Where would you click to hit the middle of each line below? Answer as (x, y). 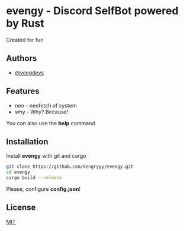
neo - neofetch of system (46, 105)
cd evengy (18, 173)
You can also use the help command (51, 123)
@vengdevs (29, 73)
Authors (22, 58)
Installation (27, 141)
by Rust (25, 23)
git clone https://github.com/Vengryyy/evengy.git (70, 167)
